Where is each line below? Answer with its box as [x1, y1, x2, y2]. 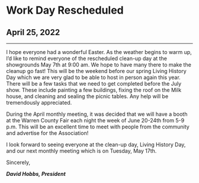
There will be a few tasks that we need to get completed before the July [6, 80, 182, 87]
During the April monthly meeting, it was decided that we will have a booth [6, 111, 188, 118]
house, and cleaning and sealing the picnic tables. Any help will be [6, 93, 169, 100]
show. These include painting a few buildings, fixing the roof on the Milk [6, 87, 182, 93]
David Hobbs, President [6, 171, 66, 177]
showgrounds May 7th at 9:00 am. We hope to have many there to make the [6, 61, 191, 68]
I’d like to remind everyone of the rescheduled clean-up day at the [6, 55, 168, 62]
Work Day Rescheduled [6, 4, 124, 17]
